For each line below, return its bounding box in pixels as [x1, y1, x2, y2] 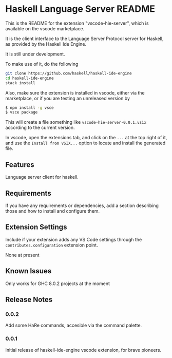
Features [5, 160, 34, 169]
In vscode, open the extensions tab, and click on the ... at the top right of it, [5, 135, 167, 141]
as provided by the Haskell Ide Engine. [5, 41, 86, 47]
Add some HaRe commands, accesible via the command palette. [5, 322, 142, 329]
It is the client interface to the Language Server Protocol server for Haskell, [5, 35, 164, 42]
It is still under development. [5, 51, 65, 57]
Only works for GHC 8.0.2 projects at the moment [5, 280, 110, 287]
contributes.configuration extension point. [5, 242, 99, 248]
